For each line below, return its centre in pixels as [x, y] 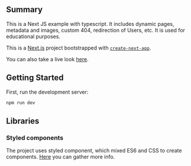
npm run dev [21, 102]
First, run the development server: [47, 92]
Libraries [23, 121]
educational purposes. [33, 36]
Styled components [35, 138]
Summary [24, 10]
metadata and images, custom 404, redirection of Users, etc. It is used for [95, 30]
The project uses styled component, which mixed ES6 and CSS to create [94, 151]
